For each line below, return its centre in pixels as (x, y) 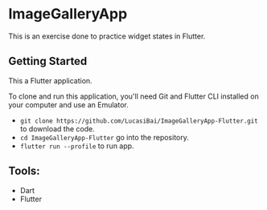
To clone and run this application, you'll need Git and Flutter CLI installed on (133, 96)
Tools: (24, 171)
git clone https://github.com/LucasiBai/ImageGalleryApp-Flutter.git (139, 121)
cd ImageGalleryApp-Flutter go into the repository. (104, 137)
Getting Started (48, 61)
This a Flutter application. (50, 80)
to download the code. (57, 128)
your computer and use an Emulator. (68, 104)
